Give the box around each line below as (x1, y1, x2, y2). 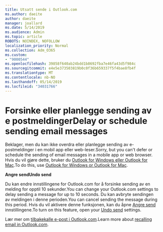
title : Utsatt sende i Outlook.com (5, 7, 77, 12)
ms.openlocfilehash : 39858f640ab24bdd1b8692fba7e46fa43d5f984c (5, 61, 136, 66)
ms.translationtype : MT (5, 71, 54, 75)
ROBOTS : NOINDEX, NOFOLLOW (5, 39, 60, 44)
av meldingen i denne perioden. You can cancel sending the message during (5, 196, 158, 202)
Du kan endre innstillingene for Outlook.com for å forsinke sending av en (5, 181, 151, 187)
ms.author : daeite (5, 12, 42, 17)
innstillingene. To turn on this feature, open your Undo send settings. (5, 207, 142, 213)
